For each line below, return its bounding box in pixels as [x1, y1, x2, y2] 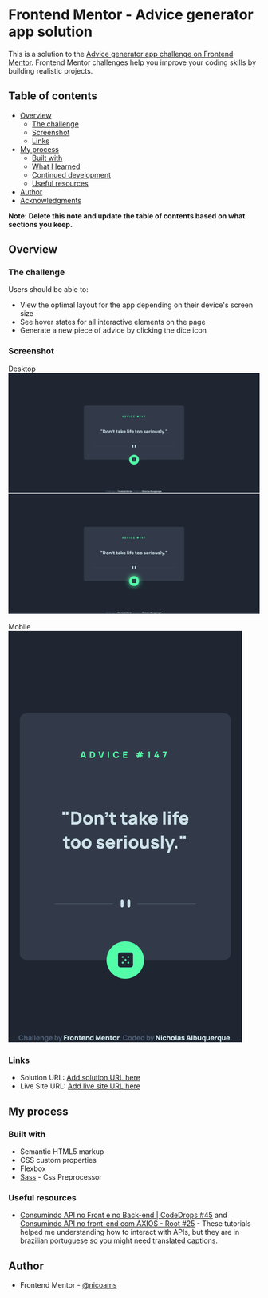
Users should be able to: [8, 285, 89, 294]
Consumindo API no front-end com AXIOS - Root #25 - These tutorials [19, 1219, 251, 1228]
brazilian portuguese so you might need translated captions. [19, 1236, 218, 1245]
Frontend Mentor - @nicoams [19, 1280, 117, 1290]
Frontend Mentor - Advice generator [8, 6, 254, 24]
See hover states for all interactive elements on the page [19, 318, 206, 327]
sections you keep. [8, 219, 73, 229]
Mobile [8, 622, 31, 632]
